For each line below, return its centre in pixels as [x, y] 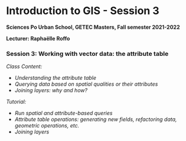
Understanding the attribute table [55, 78]
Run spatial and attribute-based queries [63, 113]
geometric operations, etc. [47, 126]
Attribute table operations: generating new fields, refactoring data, [96, 119]
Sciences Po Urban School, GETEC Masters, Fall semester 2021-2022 [93, 27]
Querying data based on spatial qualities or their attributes [86, 84]
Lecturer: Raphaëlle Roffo [38, 38]
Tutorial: [16, 102]
